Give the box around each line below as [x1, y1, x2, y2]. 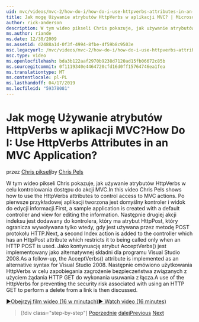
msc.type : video [6, 53, 46, 58]
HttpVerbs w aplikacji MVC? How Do [6, 123, 185, 137]
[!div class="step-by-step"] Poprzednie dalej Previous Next [20, 309, 165, 316]
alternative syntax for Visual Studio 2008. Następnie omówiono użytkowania [6, 261, 192, 268]
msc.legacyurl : [6, 47, 44, 53]
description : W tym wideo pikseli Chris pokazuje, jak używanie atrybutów [6, 25, 195, 31]
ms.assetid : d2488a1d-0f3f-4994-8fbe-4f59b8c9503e [6, 42, 134, 48]
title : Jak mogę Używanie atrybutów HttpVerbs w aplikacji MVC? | [6, 14, 174, 20]
